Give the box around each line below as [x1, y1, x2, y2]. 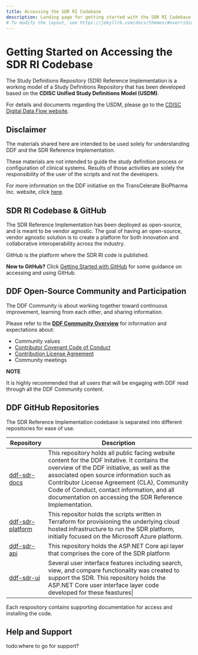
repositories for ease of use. [6, 424, 75, 432]
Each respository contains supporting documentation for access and [6, 604, 173, 611]
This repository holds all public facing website [48, 449, 176, 457]
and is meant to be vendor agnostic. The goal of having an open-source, [6, 227, 183, 234]
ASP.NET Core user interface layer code [48, 581, 159, 589]
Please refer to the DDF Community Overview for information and [6, 320, 167, 327]
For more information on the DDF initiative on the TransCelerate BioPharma [6, 182, 188, 189]
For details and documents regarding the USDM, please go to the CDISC [6, 101, 181, 108]
